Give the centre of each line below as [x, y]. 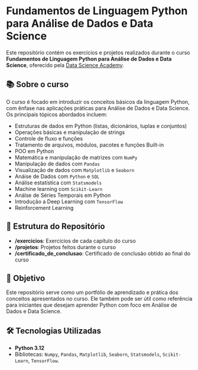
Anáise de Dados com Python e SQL [57, 176]
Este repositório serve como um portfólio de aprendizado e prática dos [92, 292]
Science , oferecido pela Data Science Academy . [65, 65]
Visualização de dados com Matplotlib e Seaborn [74, 170]
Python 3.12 [30, 348]
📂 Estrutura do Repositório [56, 227]
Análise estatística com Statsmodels [58, 183]
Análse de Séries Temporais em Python [63, 195]
